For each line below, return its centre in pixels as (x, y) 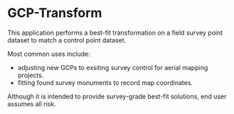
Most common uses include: (49, 54)
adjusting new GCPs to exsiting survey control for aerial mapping (113, 67)
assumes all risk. (32, 103)
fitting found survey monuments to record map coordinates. (105, 82)
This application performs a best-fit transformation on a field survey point (115, 33)
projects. (31, 75)
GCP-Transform (55, 13)
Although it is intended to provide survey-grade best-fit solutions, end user (117, 96)
